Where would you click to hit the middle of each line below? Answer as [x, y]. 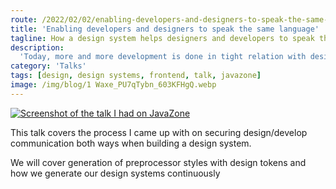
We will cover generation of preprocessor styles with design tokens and [158, 162]
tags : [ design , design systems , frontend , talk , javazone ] [136, 76]
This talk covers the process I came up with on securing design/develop [159, 132]
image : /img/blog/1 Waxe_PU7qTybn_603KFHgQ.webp [113, 85]
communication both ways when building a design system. [131, 143]
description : [37, 47]
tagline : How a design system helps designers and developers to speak [162, 38]
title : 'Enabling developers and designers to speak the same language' [165, 29]
